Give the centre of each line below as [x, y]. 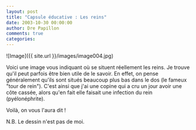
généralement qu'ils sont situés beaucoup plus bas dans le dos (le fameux [97, 80]
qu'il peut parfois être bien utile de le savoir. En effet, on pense [82, 74]
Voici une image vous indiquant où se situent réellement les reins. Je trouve [98, 67]
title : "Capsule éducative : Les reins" [57, 17]
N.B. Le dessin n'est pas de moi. [45, 121]
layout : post [22, 12]
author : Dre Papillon [33, 28]
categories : [21, 39]
